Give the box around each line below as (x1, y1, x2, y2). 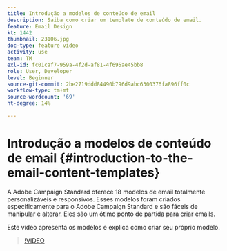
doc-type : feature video (7, 42, 79, 49)
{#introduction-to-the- (59, 150, 193, 166)
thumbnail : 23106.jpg (7, 36, 70, 43)
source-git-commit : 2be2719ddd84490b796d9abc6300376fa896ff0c (7, 81, 190, 88)
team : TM (7, 55, 32, 62)
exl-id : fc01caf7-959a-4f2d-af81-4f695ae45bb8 (7, 61, 144, 68)
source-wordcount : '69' (7, 94, 76, 101)
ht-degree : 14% (7, 100, 51, 107)
